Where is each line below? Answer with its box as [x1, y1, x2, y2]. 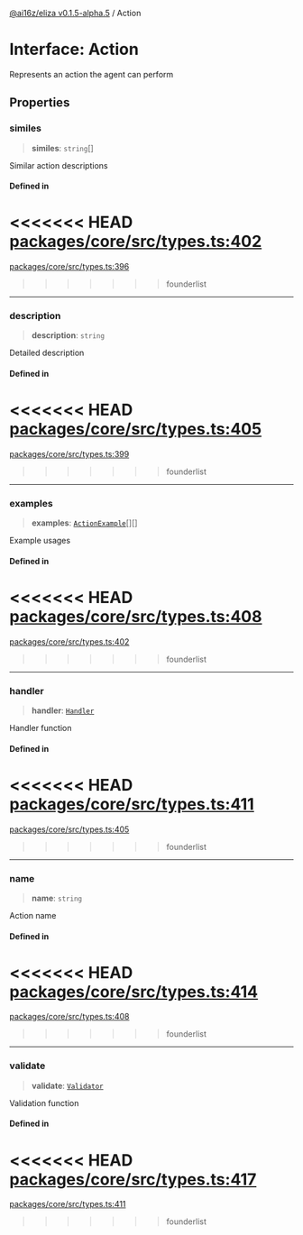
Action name [9, 910, 57, 920]
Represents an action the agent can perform [9, 69, 174, 79]
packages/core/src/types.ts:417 [9, 1169, 257, 1189]
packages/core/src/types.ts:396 [9, 261, 130, 272]
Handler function [9, 723, 72, 734]
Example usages [9, 535, 70, 546]
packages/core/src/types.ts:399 [9, 448, 130, 459]
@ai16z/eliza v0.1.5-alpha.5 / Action [9, 8, 142, 18]
